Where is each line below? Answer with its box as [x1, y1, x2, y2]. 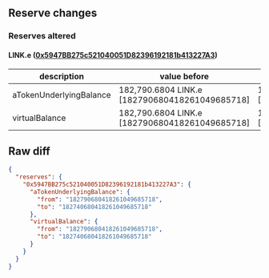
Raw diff [8, 144, 50, 158]
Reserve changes [8, 6, 98, 20]
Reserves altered [8, 30, 76, 42]
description [38, 71, 84, 82]
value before [159, 71, 210, 82]
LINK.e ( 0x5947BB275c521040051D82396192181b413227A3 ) [8, 50, 218, 59]
